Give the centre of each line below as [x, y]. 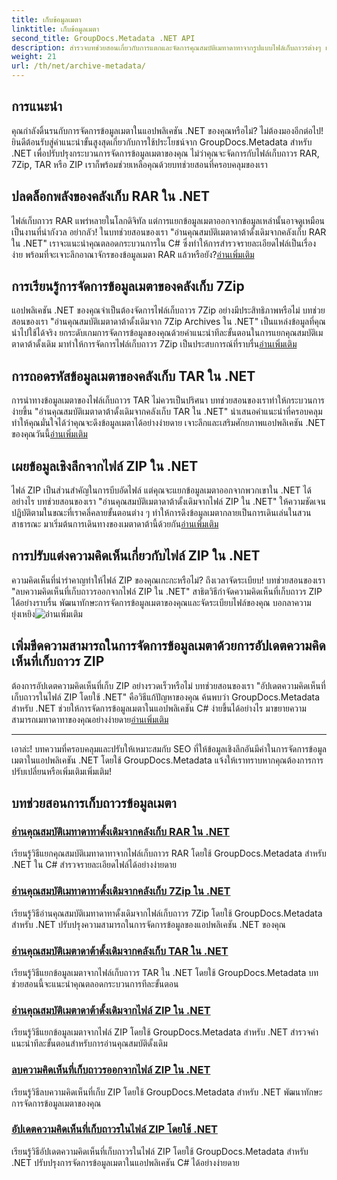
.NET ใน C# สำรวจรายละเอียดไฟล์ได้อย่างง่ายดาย [94, 865]
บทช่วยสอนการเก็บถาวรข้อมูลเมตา [94, 803]
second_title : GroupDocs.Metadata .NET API [103, 38]
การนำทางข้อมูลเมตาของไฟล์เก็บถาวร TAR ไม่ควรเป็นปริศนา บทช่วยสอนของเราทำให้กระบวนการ [168, 400]
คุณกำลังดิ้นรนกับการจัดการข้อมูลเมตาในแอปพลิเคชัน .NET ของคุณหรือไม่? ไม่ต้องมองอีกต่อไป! [167, 130]
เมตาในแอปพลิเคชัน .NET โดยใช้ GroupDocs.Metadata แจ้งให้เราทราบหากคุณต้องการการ [167, 760]
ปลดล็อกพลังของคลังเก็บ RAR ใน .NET [110, 196]
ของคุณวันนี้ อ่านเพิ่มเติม [49, 434]
